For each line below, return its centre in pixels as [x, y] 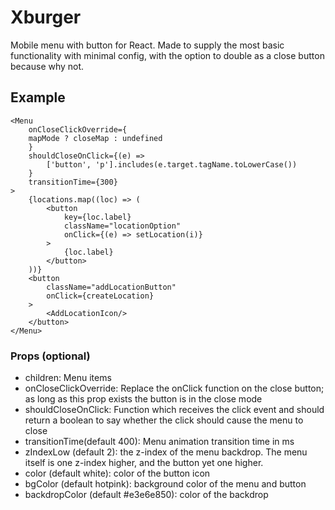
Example [38, 97]
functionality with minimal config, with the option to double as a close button [167, 55]
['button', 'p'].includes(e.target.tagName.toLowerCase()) [172, 164]
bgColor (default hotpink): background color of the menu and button [165, 484]
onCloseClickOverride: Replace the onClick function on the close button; [174, 388]
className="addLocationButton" [111, 287]
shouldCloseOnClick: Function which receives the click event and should [174, 410]
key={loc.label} [97, 217]
